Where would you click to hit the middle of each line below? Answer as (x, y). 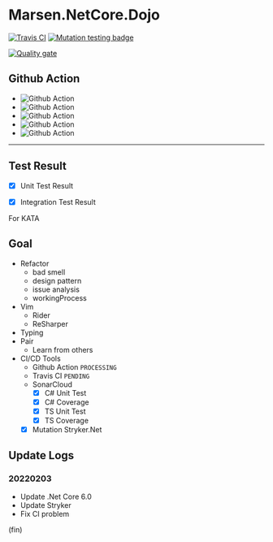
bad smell (49, 272)
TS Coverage (67, 420)
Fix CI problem (45, 514)
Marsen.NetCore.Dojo (84, 15)
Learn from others (63, 349)
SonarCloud (52, 384)
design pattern (57, 280)
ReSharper (50, 323)
